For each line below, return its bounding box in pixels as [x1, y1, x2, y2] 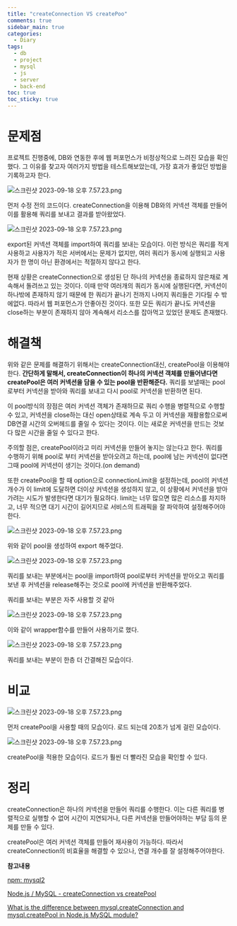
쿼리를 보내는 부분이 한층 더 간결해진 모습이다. [7, 655, 134, 664]
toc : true [7, 89, 37, 96]
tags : [7, 43, 23, 50]
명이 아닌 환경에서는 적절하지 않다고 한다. [28, 257, 141, 266]
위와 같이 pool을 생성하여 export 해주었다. [7, 541, 123, 550]
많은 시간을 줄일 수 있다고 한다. [14, 428, 99, 436]
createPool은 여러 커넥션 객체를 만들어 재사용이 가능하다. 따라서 [7, 838, 183, 846]
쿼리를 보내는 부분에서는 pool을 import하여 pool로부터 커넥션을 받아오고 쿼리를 [7, 571, 225, 580]
